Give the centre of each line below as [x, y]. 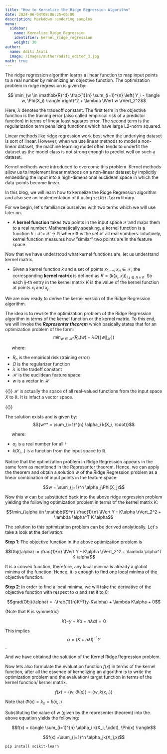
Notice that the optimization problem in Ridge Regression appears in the [79, 461]
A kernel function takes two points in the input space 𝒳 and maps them [86, 222]
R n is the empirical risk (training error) [51, 358]
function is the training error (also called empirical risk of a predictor [75, 116]
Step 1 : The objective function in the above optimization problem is [74, 542]
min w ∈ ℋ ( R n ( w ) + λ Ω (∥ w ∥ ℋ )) [84, 338]
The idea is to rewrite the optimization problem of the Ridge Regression [78, 313]
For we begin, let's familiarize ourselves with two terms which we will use [81, 207]
